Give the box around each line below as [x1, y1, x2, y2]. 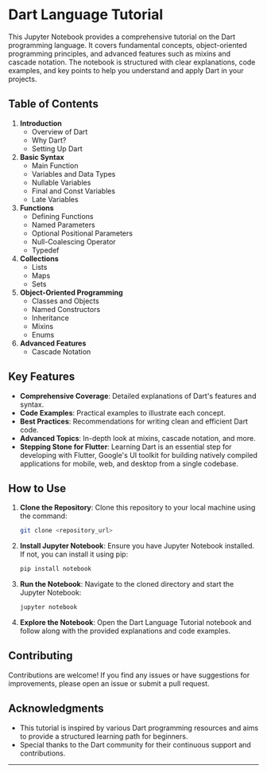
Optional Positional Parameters [31, 228, 133, 238]
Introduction [19, 118, 62, 128]
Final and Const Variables [31, 185, 116, 196]
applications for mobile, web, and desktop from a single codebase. [19, 459, 238, 468]
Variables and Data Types [31, 169, 116, 178]
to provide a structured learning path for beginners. [19, 731, 188, 741]
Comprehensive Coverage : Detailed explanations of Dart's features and [19, 391, 257, 400]
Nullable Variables [31, 178, 91, 187]
